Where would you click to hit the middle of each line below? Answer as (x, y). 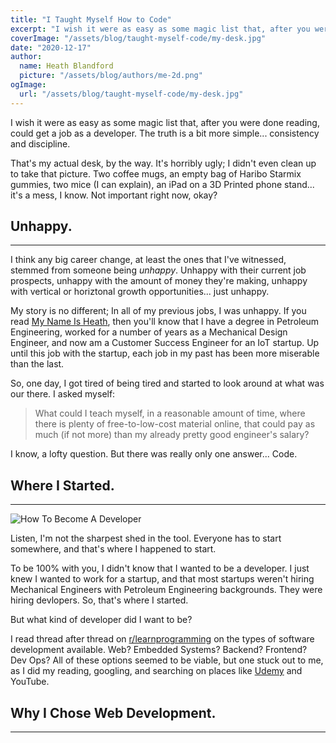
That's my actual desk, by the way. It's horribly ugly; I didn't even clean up (163, 163)
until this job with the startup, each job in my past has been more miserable (165, 353)
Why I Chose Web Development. (113, 712)
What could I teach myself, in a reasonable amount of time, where (170, 413)
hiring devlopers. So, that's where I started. (99, 600)
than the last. (37, 364)
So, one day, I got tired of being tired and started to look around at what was (167, 383)
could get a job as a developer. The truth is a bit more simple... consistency (165, 133)
